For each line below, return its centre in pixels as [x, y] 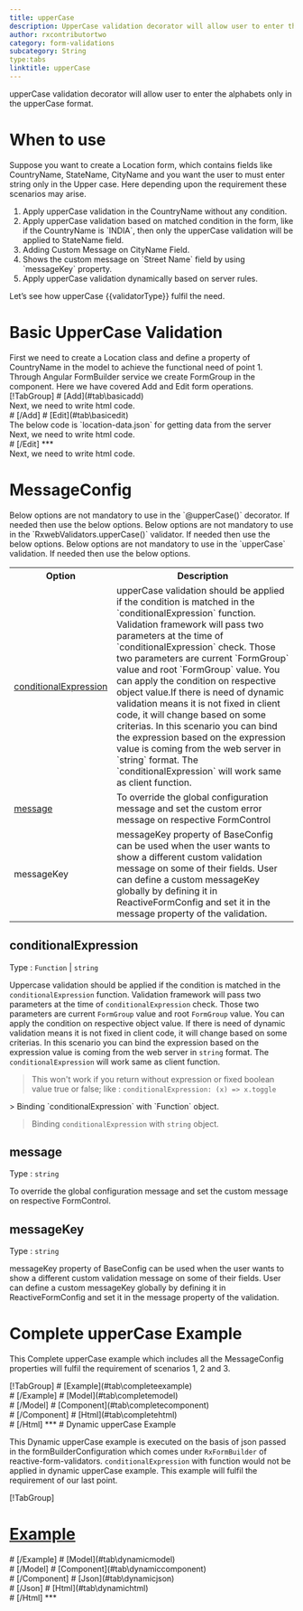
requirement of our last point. [64, 1480]
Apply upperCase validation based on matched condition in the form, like [158, 220]
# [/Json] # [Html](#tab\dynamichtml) [79, 1588]
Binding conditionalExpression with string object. [125, 1124]
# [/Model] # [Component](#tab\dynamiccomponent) [108, 1569]
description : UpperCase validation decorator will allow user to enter [147, 26]
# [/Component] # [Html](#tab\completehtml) [93, 1415]
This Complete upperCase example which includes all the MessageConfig [147, 1359]
